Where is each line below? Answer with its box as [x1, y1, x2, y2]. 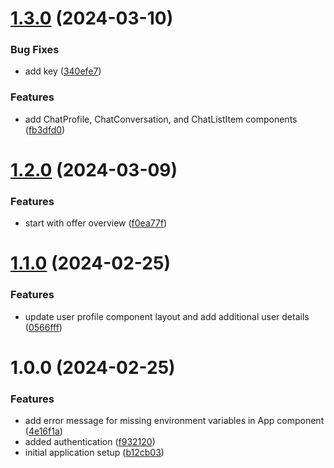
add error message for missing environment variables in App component [24, 415, 325, 427]
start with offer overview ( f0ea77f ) [24, 217, 168, 229]
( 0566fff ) [24, 321, 63, 333]
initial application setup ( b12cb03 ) [24, 447, 165, 459]
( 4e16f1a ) [24, 425, 63, 437]
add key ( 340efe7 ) [24, 65, 102, 77]
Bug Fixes [10, 43, 60, 57]
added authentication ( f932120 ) [24, 436, 156, 448]
